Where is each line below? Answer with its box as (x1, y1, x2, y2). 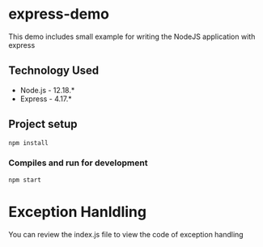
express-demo (8, 5, 109, 23)
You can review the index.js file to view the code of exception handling (8, 229, 244, 239)
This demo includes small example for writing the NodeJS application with (8, 32, 256, 41)
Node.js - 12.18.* (19, 85, 75, 95)
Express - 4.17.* (19, 94, 73, 104)
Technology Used (8, 64, 100, 78)
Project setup (8, 117, 78, 131)
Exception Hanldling (8, 203, 147, 221)
